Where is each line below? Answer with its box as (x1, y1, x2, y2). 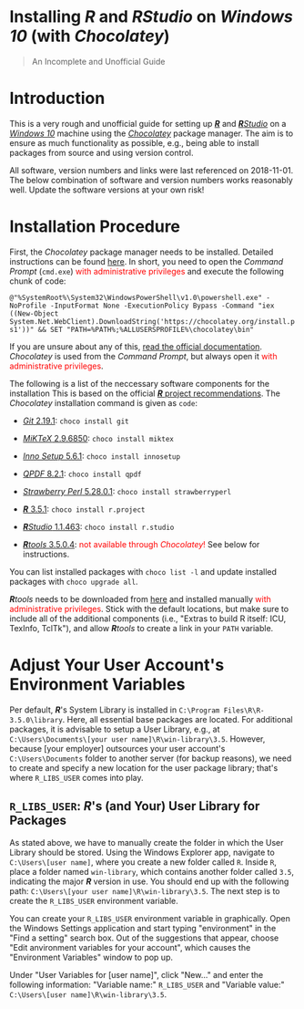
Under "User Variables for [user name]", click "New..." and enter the (9, 969, 264, 980)
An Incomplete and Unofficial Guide (31, 56, 166, 67)
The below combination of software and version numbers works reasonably (9, 174, 293, 185)
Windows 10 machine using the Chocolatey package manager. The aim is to (9, 128, 294, 139)
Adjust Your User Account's (9, 655, 225, 675)
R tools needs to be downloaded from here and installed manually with (9, 593, 271, 604)
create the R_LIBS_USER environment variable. (9, 895, 179, 906)
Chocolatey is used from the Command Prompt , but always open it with (9, 350, 278, 361)
